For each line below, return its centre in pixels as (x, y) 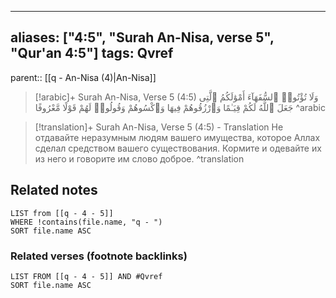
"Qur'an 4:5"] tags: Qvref (92, 53)
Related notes (54, 190)
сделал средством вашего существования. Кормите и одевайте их (178, 148)
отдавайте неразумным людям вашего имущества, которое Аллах (177, 137)
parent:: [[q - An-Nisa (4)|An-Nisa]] (83, 77)
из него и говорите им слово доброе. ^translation (139, 158)
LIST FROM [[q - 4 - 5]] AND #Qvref (86, 276)
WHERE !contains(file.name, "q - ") (86, 222)
